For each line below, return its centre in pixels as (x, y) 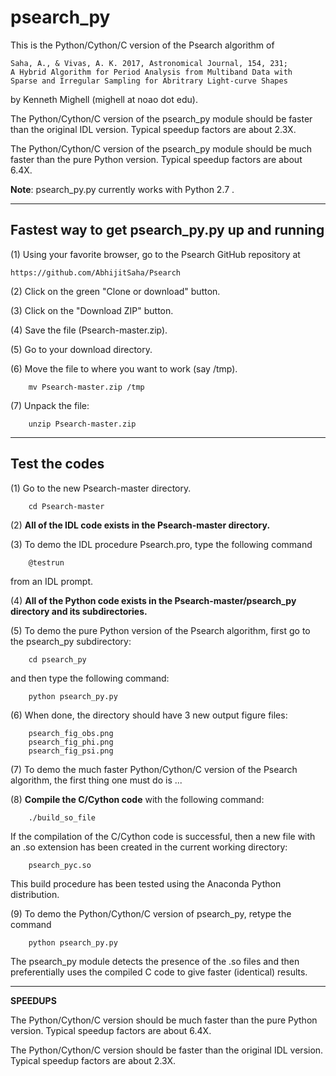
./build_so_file (62, 817)
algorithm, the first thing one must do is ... (96, 780)
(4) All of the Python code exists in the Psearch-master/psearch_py (153, 600)
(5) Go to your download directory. (81, 349)
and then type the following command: (90, 678)
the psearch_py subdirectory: (71, 641)
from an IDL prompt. (52, 581)
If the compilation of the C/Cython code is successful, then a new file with (163, 836)
